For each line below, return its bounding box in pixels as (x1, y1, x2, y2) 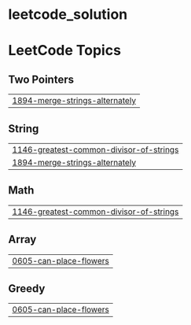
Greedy (8, 282, 46, 296)
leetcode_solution (8, 6, 128, 24)
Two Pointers (8, 72, 75, 86)
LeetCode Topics (8, 42, 122, 60)
